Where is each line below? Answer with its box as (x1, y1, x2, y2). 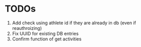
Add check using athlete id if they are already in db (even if (12, 20, 136, 26)
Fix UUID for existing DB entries (12, 30, 79, 36)
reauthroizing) (12, 25, 42, 31)
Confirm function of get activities (12, 36, 82, 42)
